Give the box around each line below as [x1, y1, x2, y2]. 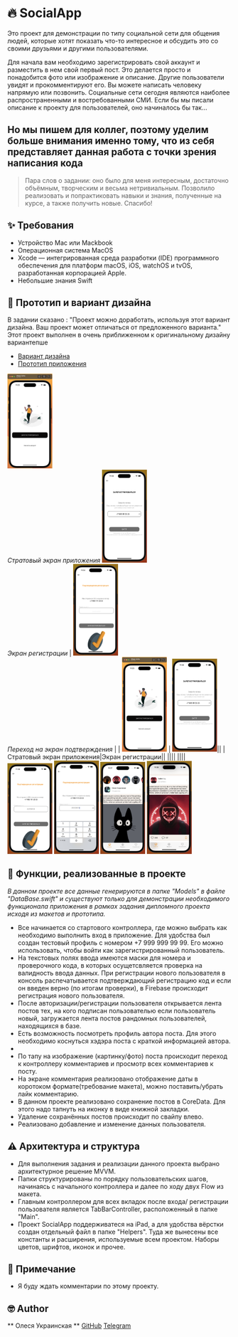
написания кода [7, 157, 83, 169]
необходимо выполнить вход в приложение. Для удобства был [17, 931, 211, 939]
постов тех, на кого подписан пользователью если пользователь [17, 1006, 216, 1015]
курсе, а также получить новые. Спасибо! [24, 199, 153, 207]
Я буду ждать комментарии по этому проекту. [17, 1282, 159, 1291]
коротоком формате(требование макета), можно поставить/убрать [17, 1082, 224, 1090]
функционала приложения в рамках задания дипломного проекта [7, 902, 210, 910]
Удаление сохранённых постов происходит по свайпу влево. [17, 1112, 204, 1121]
